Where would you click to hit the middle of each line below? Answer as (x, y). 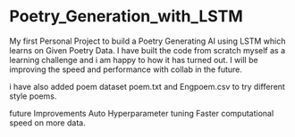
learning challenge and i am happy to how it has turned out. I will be (134, 60)
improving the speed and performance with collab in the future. (126, 69)
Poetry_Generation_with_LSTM (126, 16)
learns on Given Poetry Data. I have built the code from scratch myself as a (147, 50)
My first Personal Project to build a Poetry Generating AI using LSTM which (147, 41)
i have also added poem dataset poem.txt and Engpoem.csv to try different (147, 86)
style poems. (33, 96)
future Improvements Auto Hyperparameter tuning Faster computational (142, 113)
